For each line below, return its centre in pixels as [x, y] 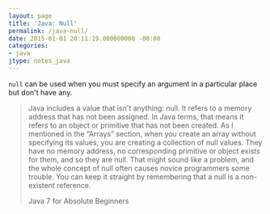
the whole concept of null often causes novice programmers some [139, 168]
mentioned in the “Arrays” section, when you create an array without [142, 133]
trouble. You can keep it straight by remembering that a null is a [134, 176]
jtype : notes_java [39, 61]
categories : [28, 46]
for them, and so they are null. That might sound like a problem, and [141, 159]
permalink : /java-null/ [49, 31]
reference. [74, 185]
